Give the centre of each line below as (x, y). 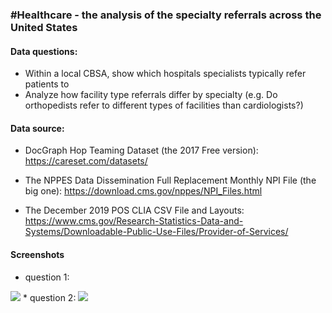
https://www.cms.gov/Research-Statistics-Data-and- (134, 221)
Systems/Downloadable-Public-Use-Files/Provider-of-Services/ (156, 232)
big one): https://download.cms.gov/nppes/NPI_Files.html (143, 191)
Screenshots (37, 254)
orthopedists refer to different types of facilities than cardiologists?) (164, 105)
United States (44, 27)
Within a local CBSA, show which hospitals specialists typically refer (165, 74)
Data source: (37, 128)
